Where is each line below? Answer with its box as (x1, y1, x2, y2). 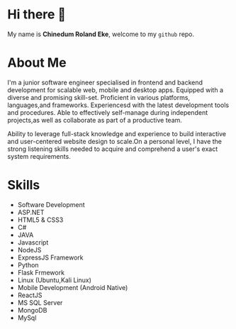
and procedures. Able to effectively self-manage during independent (7, 108, 208, 116)
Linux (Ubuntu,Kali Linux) (17, 276, 92, 284)
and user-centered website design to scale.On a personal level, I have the (7, 137, 222, 145)
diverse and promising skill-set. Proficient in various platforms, (7, 93, 190, 101)
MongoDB (17, 306, 47, 314)
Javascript (17, 238, 49, 247)
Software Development (17, 200, 85, 208)
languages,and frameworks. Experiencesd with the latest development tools (7, 101, 229, 109)
